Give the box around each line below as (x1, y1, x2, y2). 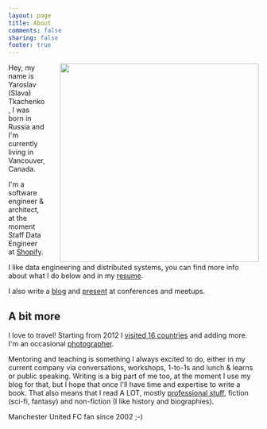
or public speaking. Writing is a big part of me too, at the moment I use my (8, 371, 251, 381)
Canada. (8, 164, 36, 174)
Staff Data (8, 230, 41, 240)
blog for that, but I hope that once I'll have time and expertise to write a (8, 379, 241, 389)
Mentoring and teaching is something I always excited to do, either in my (8, 354, 246, 364)
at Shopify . (8, 247, 44, 257)
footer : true (8, 41, 52, 49)
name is (8, 71, 34, 81)
